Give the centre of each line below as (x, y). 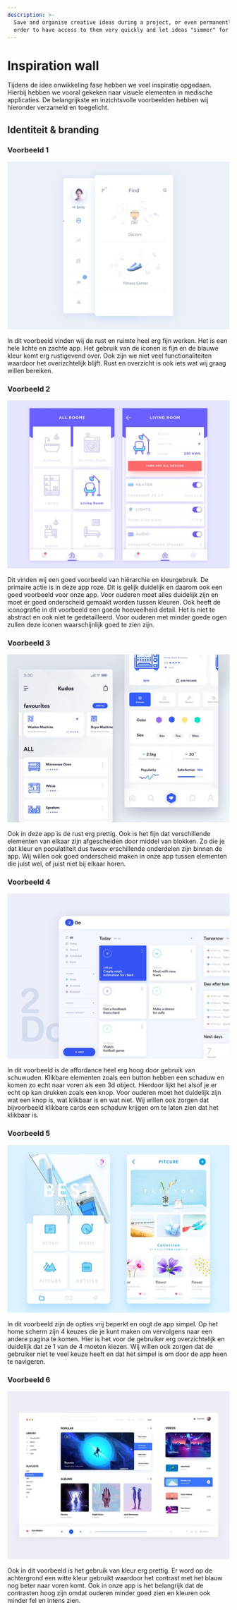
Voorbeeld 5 (29, 1134)
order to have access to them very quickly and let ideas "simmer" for (121, 30)
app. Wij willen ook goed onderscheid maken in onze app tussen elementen (117, 856)
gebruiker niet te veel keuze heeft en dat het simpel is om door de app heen (117, 1354)
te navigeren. (26, 1362)
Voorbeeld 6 (29, 1380)
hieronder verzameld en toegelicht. (58, 108)
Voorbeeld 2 (29, 389)
